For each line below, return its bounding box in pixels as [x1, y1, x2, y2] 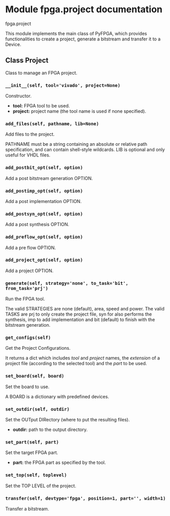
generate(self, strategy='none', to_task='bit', [5, 280, 129, 286]
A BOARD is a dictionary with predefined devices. [5, 393, 109, 399]
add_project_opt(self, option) [5, 257, 83, 263]
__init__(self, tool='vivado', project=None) [5, 82, 121, 88]
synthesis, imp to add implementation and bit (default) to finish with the [5, 317, 155, 323]
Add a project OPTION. [5, 267, 54, 274]
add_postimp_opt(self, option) [5, 188, 83, 194]
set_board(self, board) [5, 373, 65, 379]
